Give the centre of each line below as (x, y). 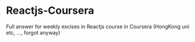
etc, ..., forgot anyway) (33, 32)
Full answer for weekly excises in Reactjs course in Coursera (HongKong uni (98, 26)
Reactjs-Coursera (50, 11)
